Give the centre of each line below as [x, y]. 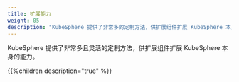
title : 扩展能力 [29, 14]
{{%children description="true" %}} [60, 71]
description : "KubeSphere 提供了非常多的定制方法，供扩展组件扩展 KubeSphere [115, 27]
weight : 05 [23, 20]
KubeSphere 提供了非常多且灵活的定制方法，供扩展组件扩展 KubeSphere [114, 48]
